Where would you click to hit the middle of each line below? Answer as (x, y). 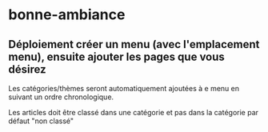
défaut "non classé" (41, 121)
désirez (27, 69)
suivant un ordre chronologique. (61, 97)
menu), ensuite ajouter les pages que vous (117, 56)
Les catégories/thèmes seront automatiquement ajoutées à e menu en (124, 88)
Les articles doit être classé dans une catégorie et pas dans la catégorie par (133, 112)
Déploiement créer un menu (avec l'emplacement (134, 44)
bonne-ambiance (67, 15)
